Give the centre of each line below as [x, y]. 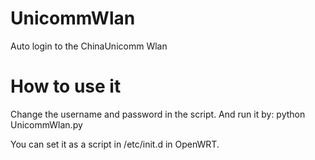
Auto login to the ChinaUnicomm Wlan [89, 46]
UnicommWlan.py [46, 124]
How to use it [66, 86]
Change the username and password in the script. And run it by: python [158, 114]
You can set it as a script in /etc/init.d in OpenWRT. [115, 144]
